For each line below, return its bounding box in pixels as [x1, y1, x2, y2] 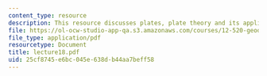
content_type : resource [8, 11, 87, 20]
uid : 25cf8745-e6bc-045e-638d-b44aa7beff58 [8, 56, 155, 64]
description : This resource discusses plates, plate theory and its [8, 19, 240, 27]
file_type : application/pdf [8, 33, 102, 42]
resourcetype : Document [8, 41, 87, 49]
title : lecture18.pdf [8, 48, 80, 56]
